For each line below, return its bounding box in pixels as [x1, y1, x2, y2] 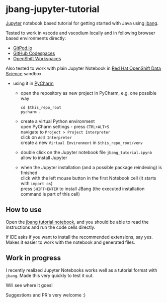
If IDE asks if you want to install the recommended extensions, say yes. [6, 234, 153, 240]
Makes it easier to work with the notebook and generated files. [6, 239, 135, 245]
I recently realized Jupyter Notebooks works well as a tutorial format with [6, 267, 157, 273]
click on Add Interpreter [20, 134, 72, 140]
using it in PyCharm [13, 80, 54, 86]
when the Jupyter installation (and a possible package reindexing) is [20, 164, 162, 170]
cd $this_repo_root [20, 105, 62, 110]
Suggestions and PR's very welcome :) [6, 292, 86, 298]
